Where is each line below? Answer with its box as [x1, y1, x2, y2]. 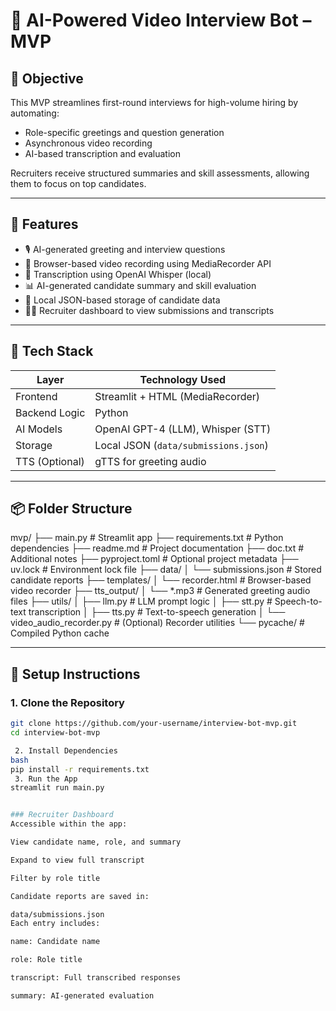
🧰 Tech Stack [10, 343, 94, 360]
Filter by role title [10, 873, 101, 883]
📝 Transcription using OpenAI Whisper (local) [24, 268, 212, 280]
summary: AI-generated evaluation [10, 990, 155, 1001]
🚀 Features [10, 216, 79, 233]
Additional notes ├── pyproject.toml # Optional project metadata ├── [10, 553, 299, 565]
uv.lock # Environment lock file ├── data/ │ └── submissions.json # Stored [10, 564, 322, 576]
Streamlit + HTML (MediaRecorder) [94, 389, 261, 403]
